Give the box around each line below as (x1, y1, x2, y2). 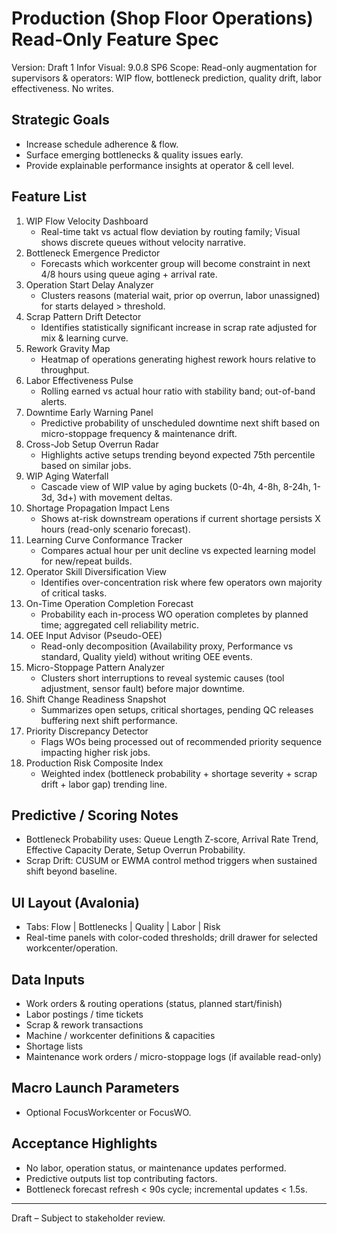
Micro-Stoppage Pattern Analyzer (25, 661, 166, 673)
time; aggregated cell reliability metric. (40, 618, 199, 631)
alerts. (40, 395, 68, 407)
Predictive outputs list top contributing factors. (25, 1172, 218, 1184)
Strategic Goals (11, 112, 110, 129)
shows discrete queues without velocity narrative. (40, 236, 247, 248)
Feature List (11, 188, 87, 206)
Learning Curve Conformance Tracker (25, 533, 183, 546)
